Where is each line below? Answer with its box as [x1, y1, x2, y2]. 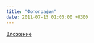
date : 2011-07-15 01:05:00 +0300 [6, 14, 89, 20]
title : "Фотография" [6, 8, 57, 15]
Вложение [6, 30, 33, 37]
